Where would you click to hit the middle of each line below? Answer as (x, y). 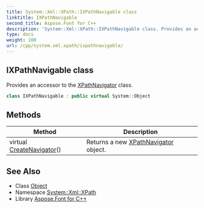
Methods (24, 115)
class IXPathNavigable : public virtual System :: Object (78, 96)
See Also (23, 171)
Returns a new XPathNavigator (130, 142)
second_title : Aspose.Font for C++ (51, 23)
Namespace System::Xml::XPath (56, 192)
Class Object (31, 186)
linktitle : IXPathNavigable (42, 18)
